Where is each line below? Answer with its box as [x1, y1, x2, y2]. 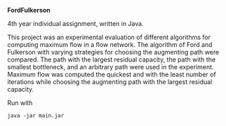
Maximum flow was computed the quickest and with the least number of [7, 70, 216, 78]
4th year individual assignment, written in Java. [7, 20, 144, 27]
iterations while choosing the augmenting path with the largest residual [7, 78, 213, 86]
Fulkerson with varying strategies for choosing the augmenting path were [7, 48, 220, 56]
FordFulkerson [7, 6, 51, 14]
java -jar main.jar [7, 112, 65, 119]
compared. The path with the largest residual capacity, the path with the [7, 55, 216, 64]
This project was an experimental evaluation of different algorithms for [7, 33, 211, 41]
